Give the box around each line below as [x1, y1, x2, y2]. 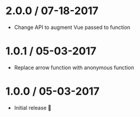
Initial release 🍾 [14, 104, 51, 111]
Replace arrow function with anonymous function [14, 64, 134, 71]
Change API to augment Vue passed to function [14, 24, 131, 31]
